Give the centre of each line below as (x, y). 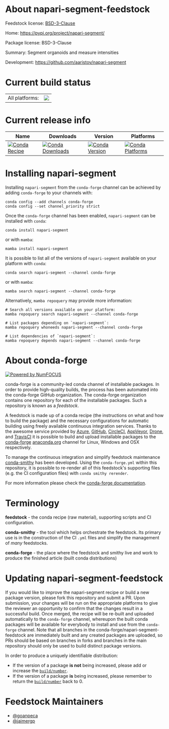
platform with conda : (26, 263)
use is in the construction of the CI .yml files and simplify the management (82, 537)
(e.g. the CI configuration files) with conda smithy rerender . (67, 473)
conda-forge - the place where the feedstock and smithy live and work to (81, 552)
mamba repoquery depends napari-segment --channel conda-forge (73, 341)
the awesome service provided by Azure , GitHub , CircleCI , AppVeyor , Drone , (84, 431)
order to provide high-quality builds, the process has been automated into (82, 389)
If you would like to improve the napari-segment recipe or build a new (77, 592)
